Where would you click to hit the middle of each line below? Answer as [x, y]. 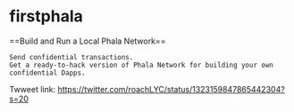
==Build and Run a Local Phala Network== [88, 41]
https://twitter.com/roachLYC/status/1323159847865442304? [172, 89]
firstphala [46, 16]
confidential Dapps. [48, 73]
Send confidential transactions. [71, 57]
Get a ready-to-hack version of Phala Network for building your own [142, 65]
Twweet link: [33, 89]
